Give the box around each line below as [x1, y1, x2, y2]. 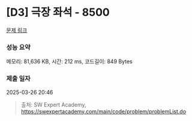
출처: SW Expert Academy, [20, 101, 86, 108]
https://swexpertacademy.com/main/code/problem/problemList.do [20, 108, 187, 115]
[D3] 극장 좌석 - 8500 [6, 5, 110, 19]
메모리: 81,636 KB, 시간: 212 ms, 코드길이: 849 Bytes [6, 58, 133, 65]
